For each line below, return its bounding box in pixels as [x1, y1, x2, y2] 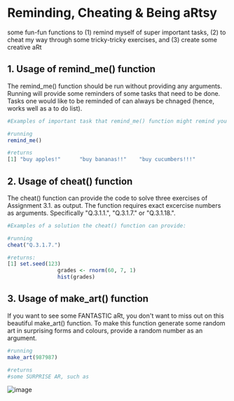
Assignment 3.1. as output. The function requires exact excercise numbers [7, 201, 221, 209]
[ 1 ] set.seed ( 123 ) [7, 260, 61, 267]
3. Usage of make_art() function [7, 293, 149, 305]
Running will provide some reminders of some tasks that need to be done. [7, 89, 221, 97]
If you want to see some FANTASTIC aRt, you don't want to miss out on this [7, 311, 224, 320]
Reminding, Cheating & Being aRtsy [7, 5, 217, 21]
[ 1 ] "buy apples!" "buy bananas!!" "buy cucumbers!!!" [7, 156, 196, 163]
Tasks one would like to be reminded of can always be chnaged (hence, [7, 97, 215, 105]
